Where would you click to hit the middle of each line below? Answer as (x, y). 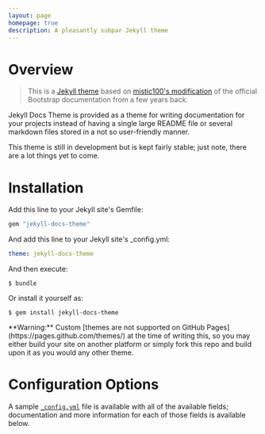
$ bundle (23, 284)
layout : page (30, 15)
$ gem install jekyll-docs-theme (63, 313)
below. (19, 423)
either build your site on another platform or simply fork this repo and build (130, 344)
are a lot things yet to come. (54, 156)
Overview (41, 69)
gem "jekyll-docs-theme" (49, 224)
